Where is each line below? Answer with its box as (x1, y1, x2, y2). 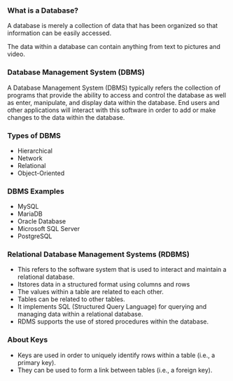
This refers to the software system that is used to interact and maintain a (17, 265, 227, 274)
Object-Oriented (17, 169, 65, 177)
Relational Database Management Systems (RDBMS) (7, 249, 190, 259)
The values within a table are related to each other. (17, 288, 164, 296)
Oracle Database (17, 217, 66, 226)
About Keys (7, 335, 48, 345)
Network (17, 153, 43, 162)
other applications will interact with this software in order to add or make (7, 106, 216, 114)
